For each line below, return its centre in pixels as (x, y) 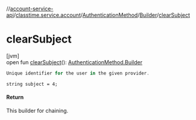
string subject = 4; (32, 84)
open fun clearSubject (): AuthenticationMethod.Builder (74, 62)
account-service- (32, 9)
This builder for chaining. (37, 111)
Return (15, 97)
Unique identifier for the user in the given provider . (78, 73)
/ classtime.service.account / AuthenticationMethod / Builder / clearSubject (102, 15)
